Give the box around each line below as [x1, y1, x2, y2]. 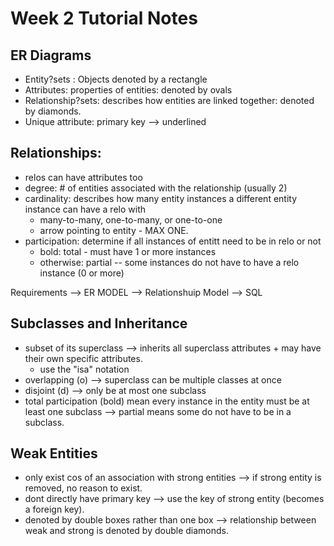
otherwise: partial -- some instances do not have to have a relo [39, 256, 300, 268]
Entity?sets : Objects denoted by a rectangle [24, 73, 208, 85]
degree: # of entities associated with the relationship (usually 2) [24, 182, 288, 194]
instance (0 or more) [39, 267, 125, 279]
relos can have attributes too [24, 171, 143, 183]
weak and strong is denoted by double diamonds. [24, 525, 230, 537]
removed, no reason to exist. [24, 482, 143, 494]
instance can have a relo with [24, 203, 146, 215]
